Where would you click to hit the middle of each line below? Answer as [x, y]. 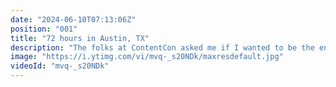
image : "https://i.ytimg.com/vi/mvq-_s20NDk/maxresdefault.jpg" [147, 57]
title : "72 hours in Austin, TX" [80, 38]
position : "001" [44, 29]
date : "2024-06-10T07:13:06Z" [73, 19]
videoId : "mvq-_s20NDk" [60, 66]
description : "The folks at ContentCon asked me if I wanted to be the [162, 47]
